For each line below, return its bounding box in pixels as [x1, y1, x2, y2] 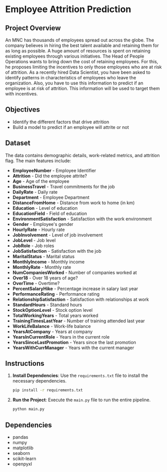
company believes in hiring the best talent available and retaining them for [5, 42, 159, 49]
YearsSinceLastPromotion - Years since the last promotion [12, 339, 136, 345]
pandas [12, 434, 29, 440]
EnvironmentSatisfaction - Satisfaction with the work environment [12, 216, 152, 222]
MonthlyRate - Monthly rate [12, 264, 72, 270]
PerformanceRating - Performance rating [12, 291, 100, 297]
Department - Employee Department [12, 194, 90, 200]
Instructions [5, 359, 44, 368]
